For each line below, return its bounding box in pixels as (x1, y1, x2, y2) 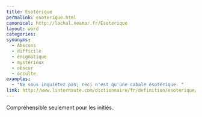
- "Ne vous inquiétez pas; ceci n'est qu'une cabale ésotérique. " (11, 82, 185, 88)
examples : (6, 76, 31, 82)
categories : (6, 31, 36, 37)
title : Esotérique (6, 8, 52, 15)
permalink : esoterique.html (6, 14, 77, 21)
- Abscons (11, 43, 36, 49)
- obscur (11, 65, 34, 71)
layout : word (6, 25, 39, 32)
